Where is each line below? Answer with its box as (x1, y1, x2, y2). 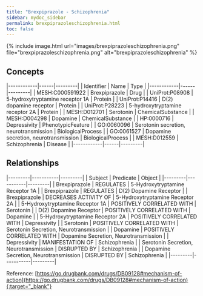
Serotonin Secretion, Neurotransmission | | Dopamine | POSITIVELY (6, 226, 175, 233)
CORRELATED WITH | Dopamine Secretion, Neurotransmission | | (6, 232, 169, 240)
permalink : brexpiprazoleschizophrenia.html (6, 20, 121, 26)
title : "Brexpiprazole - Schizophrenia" (6, 8, 110, 15)
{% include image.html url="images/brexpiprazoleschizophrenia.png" (6, 42, 180, 50)
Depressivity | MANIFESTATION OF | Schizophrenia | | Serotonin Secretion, (6, 238, 193, 246)
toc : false (6, 25, 34, 32)
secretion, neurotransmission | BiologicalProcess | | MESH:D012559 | (6, 134, 179, 141)
